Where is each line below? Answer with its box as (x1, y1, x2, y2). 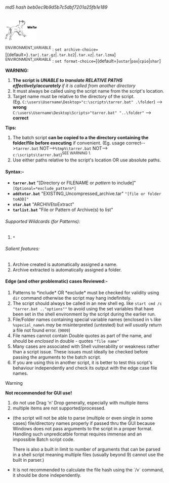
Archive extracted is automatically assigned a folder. (12, 266, 122, 273)
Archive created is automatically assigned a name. (12, 261, 118, 267)
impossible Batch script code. (12, 436, 75, 442)
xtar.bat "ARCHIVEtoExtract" (12, 202, 74, 208)
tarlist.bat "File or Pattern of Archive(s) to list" (12, 207, 113, 213)
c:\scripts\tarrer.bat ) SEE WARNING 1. (12, 151, 92, 158)
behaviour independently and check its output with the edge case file (12, 365, 157, 371)
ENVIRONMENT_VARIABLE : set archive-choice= (5, 46, 98, 52)
